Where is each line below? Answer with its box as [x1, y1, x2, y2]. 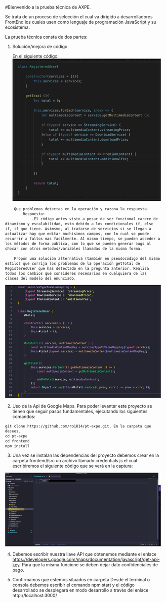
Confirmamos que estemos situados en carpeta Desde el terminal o [12, 576, 150, 582]
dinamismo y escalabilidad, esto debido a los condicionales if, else [5, 222, 154, 227]
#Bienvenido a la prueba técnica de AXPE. [5, 4, 91, 10]
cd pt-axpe [5, 433, 28, 438]
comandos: [12, 414, 36, 420]
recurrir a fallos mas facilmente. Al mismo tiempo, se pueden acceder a [5, 237, 161, 241]
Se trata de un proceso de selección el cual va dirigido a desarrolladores [5, 14, 153, 19]
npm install [5, 443, 30, 448]
